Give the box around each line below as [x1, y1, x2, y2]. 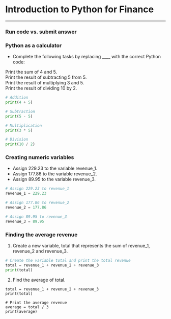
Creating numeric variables [5, 154, 74, 161]
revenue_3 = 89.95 [5, 219, 44, 224]
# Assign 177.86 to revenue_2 [5, 200, 70, 206]
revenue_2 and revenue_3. [12, 248, 68, 254]
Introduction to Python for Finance [5, 4, 154, 15]
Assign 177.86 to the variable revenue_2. [12, 171, 97, 177]
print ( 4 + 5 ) [5, 100, 33, 105]
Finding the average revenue [5, 231, 78, 238]
